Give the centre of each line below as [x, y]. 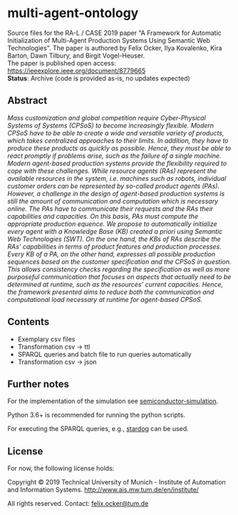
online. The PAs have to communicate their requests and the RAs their [110, 209]
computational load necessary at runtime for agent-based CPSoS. [105, 299]
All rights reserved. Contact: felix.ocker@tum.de [78, 504]
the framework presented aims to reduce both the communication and [111, 292]
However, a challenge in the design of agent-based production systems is [116, 193]
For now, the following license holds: [61, 469]
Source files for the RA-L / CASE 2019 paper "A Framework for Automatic [115, 33]
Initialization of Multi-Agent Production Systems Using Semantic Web [109, 40]
